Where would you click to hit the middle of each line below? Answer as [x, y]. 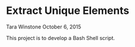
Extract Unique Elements [68, 11]
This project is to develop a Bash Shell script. [61, 38]
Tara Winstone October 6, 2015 [44, 27]
